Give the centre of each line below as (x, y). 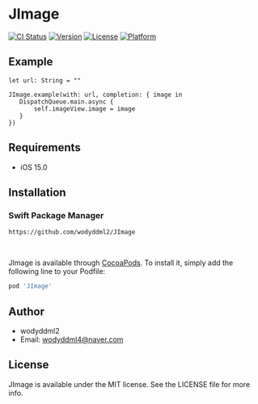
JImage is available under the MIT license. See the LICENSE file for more (129, 384)
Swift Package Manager (56, 215)
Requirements (44, 147)
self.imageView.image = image (85, 109)
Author (26, 311)
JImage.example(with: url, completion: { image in (95, 95)
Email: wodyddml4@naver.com (72, 339)
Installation (37, 192)
